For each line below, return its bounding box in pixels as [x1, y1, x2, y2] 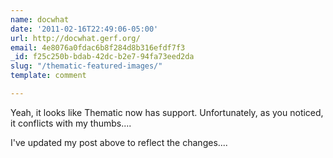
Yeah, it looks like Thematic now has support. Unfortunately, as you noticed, [10, 106, 324, 118]
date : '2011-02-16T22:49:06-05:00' [10, 24, 159, 34]
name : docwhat [10, 14, 70, 25]
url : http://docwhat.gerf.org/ [10, 33, 141, 43]
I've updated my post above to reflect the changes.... [10, 136, 228, 148]
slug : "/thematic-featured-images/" [10, 61, 163, 71]
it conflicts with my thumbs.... [10, 117, 132, 129]
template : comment [10, 71, 87, 81]
